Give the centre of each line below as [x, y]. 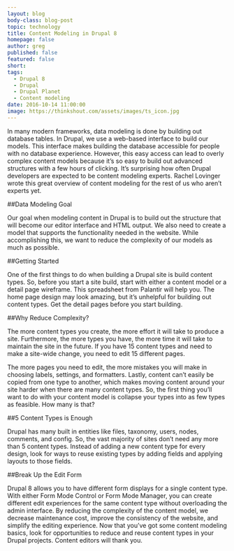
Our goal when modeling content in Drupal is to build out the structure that [114, 217]
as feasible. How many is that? [51, 404]
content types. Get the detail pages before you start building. [95, 304]
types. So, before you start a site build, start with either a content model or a [117, 282]
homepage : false [31, 40]
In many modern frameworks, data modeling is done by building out [105, 131]
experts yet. [24, 190]
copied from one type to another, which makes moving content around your [116, 382]
